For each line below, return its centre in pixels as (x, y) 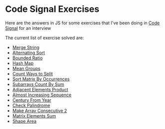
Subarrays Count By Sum (38, 84)
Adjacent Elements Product (40, 89)
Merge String (26, 47)
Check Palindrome (31, 105)
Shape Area (24, 121)
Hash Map (23, 63)
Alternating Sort (29, 53)
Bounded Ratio (28, 58)
